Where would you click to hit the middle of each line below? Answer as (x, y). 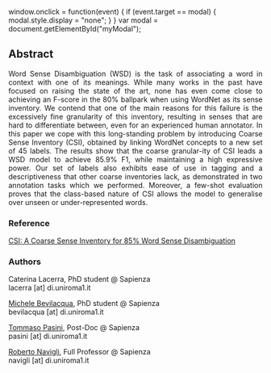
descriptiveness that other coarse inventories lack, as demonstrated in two (135, 176)
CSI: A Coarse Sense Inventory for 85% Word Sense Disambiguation (122, 241)
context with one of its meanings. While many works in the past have (135, 82)
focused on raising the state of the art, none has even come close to (135, 90)
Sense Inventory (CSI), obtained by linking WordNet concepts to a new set (135, 142)
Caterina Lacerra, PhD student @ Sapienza (79, 279)
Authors (25, 262)
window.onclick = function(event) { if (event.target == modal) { (113, 12)
